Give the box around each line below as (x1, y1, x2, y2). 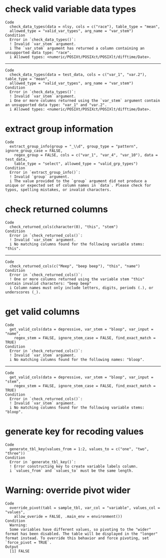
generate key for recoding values (5, 426, 144, 437)
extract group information (5, 123, 114, 135)
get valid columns (5, 306, 80, 317)
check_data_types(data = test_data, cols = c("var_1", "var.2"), (9, 72, 147, 77)
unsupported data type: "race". (5, 50, 72, 55)
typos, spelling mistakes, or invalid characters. (5, 187, 112, 192)
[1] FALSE (9, 549, 30, 554)
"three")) (5, 451, 26, 456)
